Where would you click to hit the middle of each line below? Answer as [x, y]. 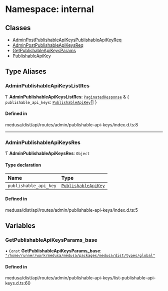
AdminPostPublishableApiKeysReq [48, 45]
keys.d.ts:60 [18, 283]
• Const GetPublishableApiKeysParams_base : [53, 251]
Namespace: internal [49, 9]
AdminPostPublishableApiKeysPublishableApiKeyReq [67, 40]
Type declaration [23, 165]
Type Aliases [26, 71]
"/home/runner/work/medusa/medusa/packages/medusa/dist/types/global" [80, 256]
